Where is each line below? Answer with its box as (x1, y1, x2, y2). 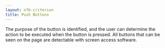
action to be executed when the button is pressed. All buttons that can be (5, 31, 160, 37)
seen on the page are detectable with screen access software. (5, 36, 137, 43)
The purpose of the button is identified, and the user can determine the (5, 26, 156, 32)
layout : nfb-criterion (5, 7, 54, 13)
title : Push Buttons (5, 12, 50, 17)
